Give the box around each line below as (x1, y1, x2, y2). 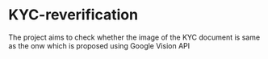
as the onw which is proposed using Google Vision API (8, 40, 191, 50)
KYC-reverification (8, 6, 139, 24)
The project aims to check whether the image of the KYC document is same (8, 32, 261, 42)
